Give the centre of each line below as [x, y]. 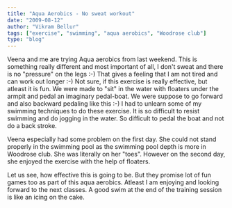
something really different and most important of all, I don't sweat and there [115, 67]
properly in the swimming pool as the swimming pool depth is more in [107, 147]
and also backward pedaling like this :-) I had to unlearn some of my [105, 104]
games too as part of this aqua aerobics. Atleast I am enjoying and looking [113, 182]
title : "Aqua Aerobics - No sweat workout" [71, 14]
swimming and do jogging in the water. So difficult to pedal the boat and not [116, 118]
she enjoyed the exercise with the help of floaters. [79, 161]
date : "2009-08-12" [35, 20]
